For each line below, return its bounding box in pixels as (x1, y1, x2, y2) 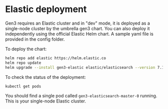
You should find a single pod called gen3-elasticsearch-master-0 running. (5, 93, 157, 99)
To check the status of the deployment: (5, 74, 86, 80)
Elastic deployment (5, 4, 87, 15)
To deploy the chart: (5, 46, 47, 52)
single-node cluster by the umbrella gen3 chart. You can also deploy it (5, 25, 150, 31)
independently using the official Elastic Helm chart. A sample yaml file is (5, 31, 153, 37)
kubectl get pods (5, 84, 41, 89)
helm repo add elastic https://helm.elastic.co (5, 55, 106, 61)
